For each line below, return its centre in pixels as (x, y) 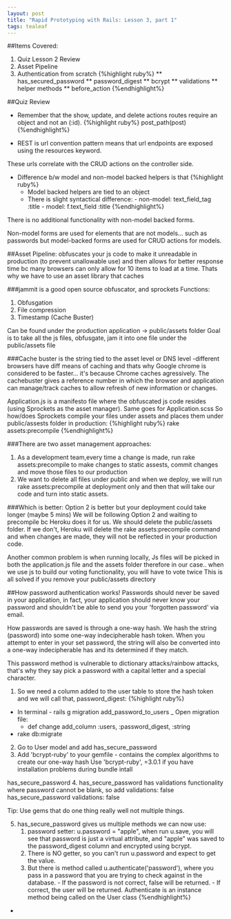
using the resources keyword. (59, 151)
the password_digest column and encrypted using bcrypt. (109, 846)
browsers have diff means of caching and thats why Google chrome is (107, 366)
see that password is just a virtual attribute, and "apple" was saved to (126, 839)
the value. (42, 861)
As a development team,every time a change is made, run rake (106, 457)
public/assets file (31, 345)
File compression (42, 310)
